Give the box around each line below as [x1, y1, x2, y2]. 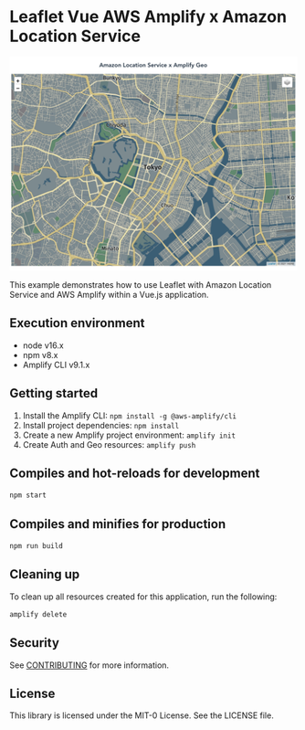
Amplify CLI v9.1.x [22, 359, 90, 370]
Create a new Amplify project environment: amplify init [22, 429, 236, 440]
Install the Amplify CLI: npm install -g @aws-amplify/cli [22, 409, 237, 421]
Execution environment [9, 315, 145, 331]
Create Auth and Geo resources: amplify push [22, 439, 196, 450]
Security [9, 635, 59, 651]
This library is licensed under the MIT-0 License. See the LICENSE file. [9, 710, 274, 721]
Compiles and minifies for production [9, 516, 226, 532]
